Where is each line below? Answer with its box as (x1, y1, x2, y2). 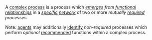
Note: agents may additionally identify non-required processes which (5, 24, 148, 30)
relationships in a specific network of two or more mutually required (5, 9, 145, 15)
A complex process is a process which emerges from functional (5, 4, 137, 10)
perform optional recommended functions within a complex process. (5, 30, 147, 35)
